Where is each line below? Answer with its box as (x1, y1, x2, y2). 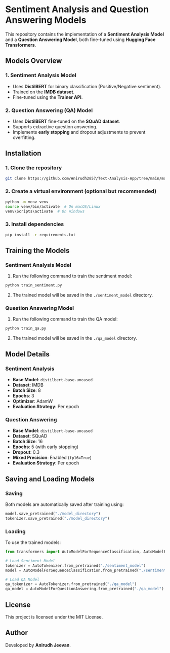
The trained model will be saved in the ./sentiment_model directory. (12, 292, 153, 298)
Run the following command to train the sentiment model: (12, 273, 133, 279)
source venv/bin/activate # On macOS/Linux (5, 204, 101, 209)
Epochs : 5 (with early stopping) (12, 444, 79, 450)
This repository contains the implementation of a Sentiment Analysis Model (5, 31, 164, 37)
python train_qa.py (5, 326, 47, 331)
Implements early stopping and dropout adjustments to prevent (12, 129, 146, 135)
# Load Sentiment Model (5, 558, 56, 563)
